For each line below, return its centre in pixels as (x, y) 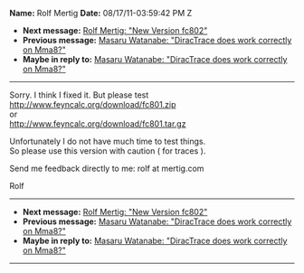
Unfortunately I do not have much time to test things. (108, 141)
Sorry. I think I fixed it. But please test (79, 95)
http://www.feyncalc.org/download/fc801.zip (93, 104)
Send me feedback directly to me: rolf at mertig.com (107, 168)
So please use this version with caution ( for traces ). (108, 151)
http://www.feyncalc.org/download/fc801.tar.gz (98, 124)
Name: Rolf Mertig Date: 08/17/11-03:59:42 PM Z (101, 13)
